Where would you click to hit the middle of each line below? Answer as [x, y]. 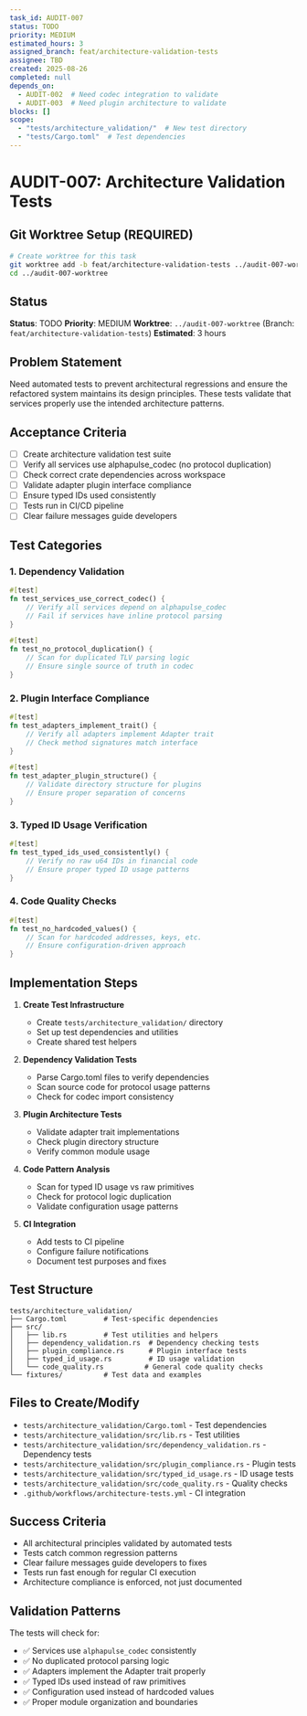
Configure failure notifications [92, 1252]
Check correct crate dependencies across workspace [124, 475]
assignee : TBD [37, 60]
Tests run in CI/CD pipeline [73, 506]
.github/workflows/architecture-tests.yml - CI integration [134, 1493]
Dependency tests [57, 1454]
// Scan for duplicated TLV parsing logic [108, 658]
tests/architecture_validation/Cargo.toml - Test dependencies [145, 1425]
